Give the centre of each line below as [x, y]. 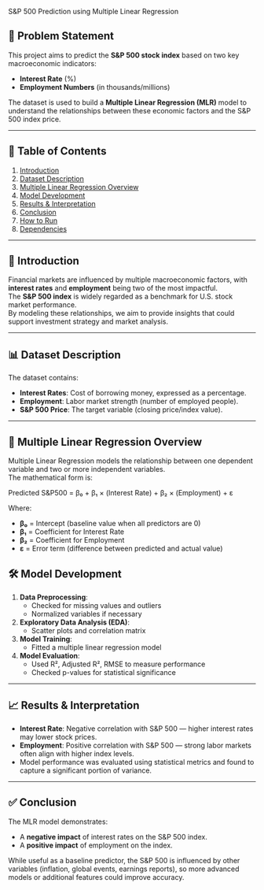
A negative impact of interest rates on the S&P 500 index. [114, 836]
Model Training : [46, 639]
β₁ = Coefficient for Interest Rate [71, 532]
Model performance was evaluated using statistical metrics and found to [137, 762]
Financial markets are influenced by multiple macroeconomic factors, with [128, 280]
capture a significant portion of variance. [85, 770]
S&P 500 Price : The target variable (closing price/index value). [121, 410]
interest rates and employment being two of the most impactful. [113, 288]
